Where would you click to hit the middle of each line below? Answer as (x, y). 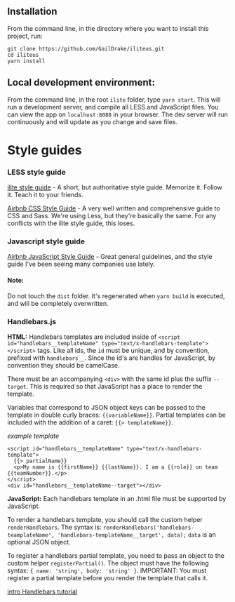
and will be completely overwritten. (58, 303)
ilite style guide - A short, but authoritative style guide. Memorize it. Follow (115, 187)
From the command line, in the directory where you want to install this (108, 28)
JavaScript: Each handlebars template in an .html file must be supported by (117, 498)
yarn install (26, 61)
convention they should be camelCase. (64, 365)
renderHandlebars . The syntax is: (54, 527)
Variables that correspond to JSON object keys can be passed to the (106, 407)
